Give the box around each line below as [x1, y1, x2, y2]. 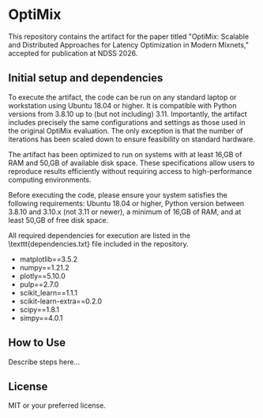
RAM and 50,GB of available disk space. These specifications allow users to [8, 158, 255, 168]
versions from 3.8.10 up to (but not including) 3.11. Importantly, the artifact [8, 109, 247, 119]
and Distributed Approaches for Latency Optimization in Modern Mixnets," [8, 40, 249, 49]
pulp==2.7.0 [19, 279, 59, 289]
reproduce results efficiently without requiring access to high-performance [8, 166, 253, 175]
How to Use [8, 336, 66, 349]
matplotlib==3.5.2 [19, 254, 77, 264]
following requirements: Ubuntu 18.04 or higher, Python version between [8, 198, 245, 208]
